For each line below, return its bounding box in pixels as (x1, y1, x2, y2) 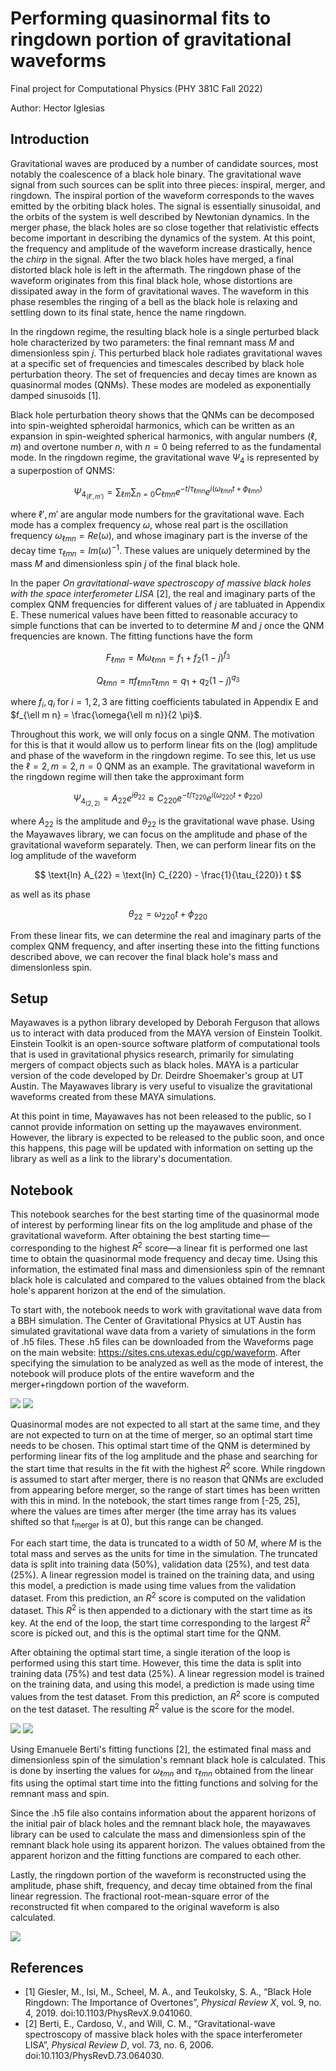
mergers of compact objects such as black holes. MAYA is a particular (10, 1059, 300, 1071)
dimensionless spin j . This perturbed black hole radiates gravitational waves (10, 347, 323, 359)
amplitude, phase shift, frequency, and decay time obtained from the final (10, 1880, 313, 1892)
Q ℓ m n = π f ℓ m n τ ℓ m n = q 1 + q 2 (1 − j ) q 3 (96, 673, 240, 689)
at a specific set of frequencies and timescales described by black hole (10, 357, 305, 369)
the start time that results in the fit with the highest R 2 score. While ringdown (10, 1460, 326, 1474)
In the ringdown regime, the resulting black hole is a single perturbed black (10, 325, 320, 337)
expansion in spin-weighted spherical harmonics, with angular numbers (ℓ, (10, 430, 318, 442)
